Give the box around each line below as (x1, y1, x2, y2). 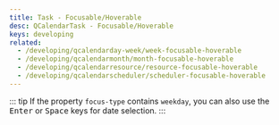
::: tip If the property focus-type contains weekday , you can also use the (9, 96, 270, 106)
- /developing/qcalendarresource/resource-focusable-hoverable (17, 63, 258, 72)
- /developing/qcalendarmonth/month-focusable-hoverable (17, 54, 234, 63)
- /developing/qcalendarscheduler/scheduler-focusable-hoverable (17, 71, 266, 80)
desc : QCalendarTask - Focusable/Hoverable (9, 21, 174, 30)
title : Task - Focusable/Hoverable (9, 12, 142, 22)
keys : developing (9, 29, 74, 38)
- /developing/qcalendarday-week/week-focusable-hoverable (17, 46, 242, 55)
